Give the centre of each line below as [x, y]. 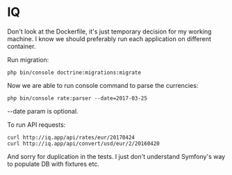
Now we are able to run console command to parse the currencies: [103, 85]
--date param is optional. [43, 111]
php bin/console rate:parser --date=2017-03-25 [77, 98]
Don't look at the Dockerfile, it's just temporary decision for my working [109, 31]
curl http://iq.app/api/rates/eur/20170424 [71, 137]
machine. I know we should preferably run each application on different [109, 38]
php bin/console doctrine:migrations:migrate [74, 73]
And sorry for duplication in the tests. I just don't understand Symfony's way [116, 156]
